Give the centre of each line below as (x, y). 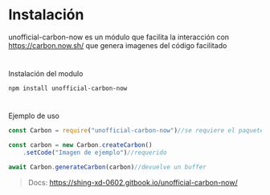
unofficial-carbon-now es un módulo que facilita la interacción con (119, 37)
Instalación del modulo (46, 74)
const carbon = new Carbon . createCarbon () (80, 145)
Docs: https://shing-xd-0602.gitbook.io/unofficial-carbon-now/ (133, 182)
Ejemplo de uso (34, 116)
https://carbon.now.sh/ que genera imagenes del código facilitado (118, 45)
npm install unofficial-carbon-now (68, 89)
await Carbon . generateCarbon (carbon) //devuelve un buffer (107, 167)
